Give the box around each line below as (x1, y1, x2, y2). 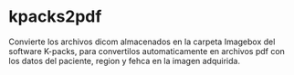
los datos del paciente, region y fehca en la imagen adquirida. (8, 55, 241, 66)
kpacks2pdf (8, 6, 102, 27)
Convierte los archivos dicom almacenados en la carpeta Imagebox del (8, 36, 276, 47)
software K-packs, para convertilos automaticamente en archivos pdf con (8, 45, 285, 56)
